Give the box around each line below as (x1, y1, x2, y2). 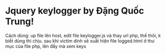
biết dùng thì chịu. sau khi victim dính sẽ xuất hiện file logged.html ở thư (5, 38, 155, 44)
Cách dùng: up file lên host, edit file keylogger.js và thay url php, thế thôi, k (5, 32, 161, 38)
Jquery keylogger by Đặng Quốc (5, 5, 144, 17)
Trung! (5, 16, 34, 27)
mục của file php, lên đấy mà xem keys (5, 43, 87, 49)
